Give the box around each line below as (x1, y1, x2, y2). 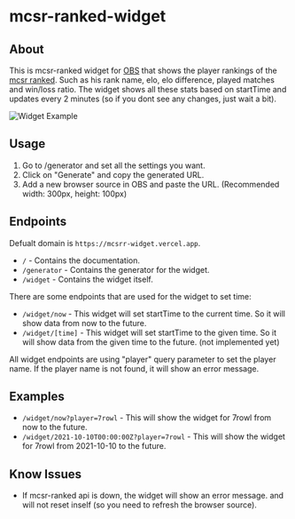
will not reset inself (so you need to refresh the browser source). (21, 499, 257, 510)
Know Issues (9, 467, 82, 482)
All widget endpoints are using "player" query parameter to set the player (9, 354, 276, 364)
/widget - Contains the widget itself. (21, 274, 153, 284)
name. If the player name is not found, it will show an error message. (9, 363, 260, 374)
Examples (9, 389, 65, 404)
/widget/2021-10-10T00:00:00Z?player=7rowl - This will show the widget (21, 431, 286, 442)
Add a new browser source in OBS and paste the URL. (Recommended (21, 179, 280, 189)
